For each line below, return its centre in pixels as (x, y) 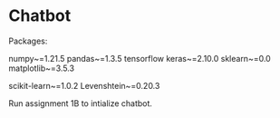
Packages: (28, 41)
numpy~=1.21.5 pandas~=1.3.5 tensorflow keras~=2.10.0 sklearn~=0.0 (140, 58)
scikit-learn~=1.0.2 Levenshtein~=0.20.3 (84, 85)
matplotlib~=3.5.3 (41, 68)
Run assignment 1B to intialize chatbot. (81, 103)
